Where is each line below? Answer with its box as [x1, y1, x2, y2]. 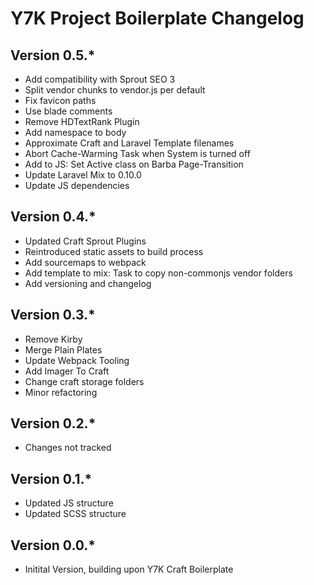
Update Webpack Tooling [24, 354, 130, 366]
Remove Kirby [24, 333, 83, 345]
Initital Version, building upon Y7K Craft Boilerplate [24, 563, 234, 576]
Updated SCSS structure [24, 508, 127, 520]
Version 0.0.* [10, 537, 97, 554]
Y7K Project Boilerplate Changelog [10, 7, 305, 30]
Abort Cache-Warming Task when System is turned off [24, 148, 251, 159]
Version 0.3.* [10, 307, 96, 324]
